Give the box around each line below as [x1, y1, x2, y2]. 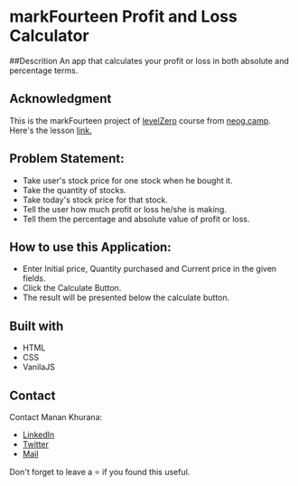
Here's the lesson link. [9, 125, 92, 136]
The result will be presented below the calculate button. [22, 292, 230, 304]
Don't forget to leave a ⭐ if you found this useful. [9, 467, 191, 477]
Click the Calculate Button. [22, 283, 122, 294]
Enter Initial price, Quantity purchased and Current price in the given [22, 264, 277, 275]
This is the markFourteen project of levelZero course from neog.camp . [9, 115, 271, 126]
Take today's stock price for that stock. [22, 194, 169, 205]
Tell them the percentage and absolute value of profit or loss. [22, 213, 250, 224]
